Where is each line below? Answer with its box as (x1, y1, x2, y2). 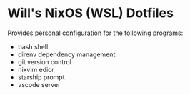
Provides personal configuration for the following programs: (7, 29, 184, 37)
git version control (17, 57, 71, 66)
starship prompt (17, 73, 65, 81)
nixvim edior (17, 65, 55, 74)
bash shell (17, 42, 49, 51)
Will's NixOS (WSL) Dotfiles (7, 5, 174, 21)
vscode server (17, 80, 61, 89)
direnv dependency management (17, 50, 116, 59)
